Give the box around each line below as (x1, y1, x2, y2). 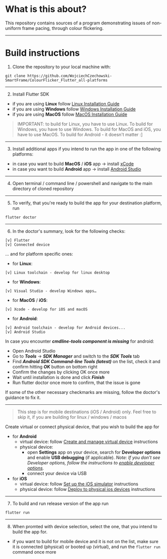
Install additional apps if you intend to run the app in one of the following (12, 146, 161, 152)
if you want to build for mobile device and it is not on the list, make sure (12, 538, 159, 544)
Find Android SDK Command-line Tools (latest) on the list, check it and (12, 358, 161, 364)
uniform (5, 25, 21, 31)
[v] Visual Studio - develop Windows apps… (5, 288, 97, 293)
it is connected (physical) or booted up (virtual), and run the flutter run (12, 544, 161, 550)
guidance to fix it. (5, 394, 41, 400)
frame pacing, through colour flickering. (22, 25, 104, 31)
